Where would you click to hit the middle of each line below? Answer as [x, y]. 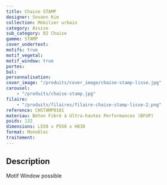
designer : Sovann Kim [33, 17]
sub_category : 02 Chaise [36, 34]
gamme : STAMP [22, 39]
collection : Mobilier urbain [42, 22]
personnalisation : [29, 77]
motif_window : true [30, 61]
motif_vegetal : [25, 55]
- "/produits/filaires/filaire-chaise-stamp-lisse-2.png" [89, 105]
